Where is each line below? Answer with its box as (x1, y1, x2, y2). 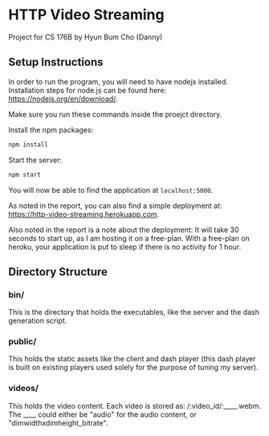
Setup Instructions (8, 55, 104, 69)
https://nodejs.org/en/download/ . (8, 94, 118, 104)
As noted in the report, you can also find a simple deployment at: (8, 201, 222, 210)
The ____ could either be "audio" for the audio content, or (8, 410, 197, 419)
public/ (8, 336, 37, 347)
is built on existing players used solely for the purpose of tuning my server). (8, 363, 259, 373)
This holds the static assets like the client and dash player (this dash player (8, 354, 256, 364)
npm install (8, 141, 48, 149)
